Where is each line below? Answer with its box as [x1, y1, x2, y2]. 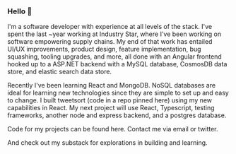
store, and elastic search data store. [7, 67, 112, 76]
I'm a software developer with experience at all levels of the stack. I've [7, 23, 213, 31]
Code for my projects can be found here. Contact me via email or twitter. [7, 125, 218, 134]
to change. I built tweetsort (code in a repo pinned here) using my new [7, 96, 213, 105]
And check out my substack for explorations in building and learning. [7, 138, 208, 147]
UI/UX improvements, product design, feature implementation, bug [7, 45, 201, 54]
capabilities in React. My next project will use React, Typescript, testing [7, 104, 215, 112]
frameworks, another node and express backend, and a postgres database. [7, 111, 227, 119]
